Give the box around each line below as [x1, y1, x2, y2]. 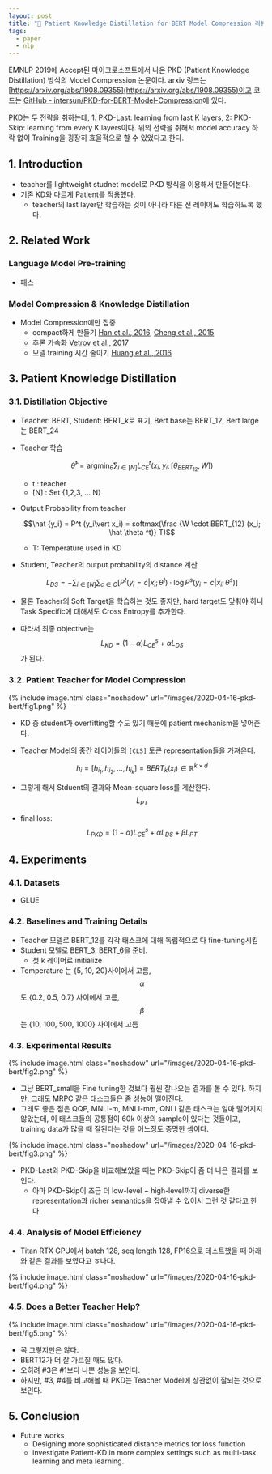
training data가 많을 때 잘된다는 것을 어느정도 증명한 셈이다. [19, 1124, 209, 1133]
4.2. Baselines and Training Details [8, 915, 148, 927]
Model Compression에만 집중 [19, 317, 116, 327]
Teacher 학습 [19, 443, 63, 452]
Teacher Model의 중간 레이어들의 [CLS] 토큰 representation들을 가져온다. [19, 745, 257, 755]
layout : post [8, 11, 53, 20]
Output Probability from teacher [19, 503, 127, 513]
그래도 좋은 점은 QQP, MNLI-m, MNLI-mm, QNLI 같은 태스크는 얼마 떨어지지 [19, 1103, 263, 1113]
